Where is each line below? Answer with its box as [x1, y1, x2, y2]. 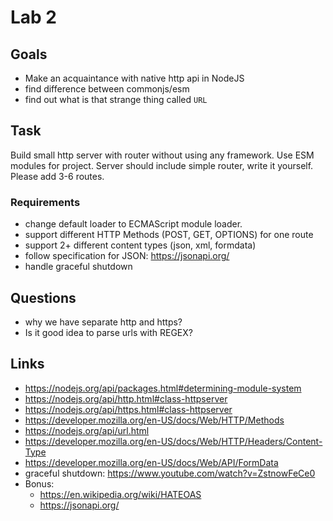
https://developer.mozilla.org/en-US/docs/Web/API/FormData [24, 456, 279, 468]
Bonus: [24, 477, 55, 490]
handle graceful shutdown [24, 261, 133, 273]
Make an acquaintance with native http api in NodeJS [24, 72, 245, 84]
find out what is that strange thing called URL [24, 94, 208, 105]
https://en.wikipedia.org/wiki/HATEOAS [39, 488, 202, 500]
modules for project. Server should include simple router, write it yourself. [10, 159, 314, 171]
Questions [10, 289, 77, 306]
